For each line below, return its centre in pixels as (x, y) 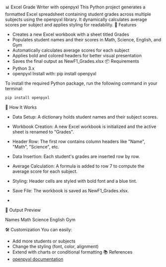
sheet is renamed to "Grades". (43, 132)
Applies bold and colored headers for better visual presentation (77, 56)
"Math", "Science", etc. (36, 146)
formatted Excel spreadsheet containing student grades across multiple (78, 14)
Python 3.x (23, 68)
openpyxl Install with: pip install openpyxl (54, 73)
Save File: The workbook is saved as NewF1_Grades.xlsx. (71, 190)
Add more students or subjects (44, 241)
